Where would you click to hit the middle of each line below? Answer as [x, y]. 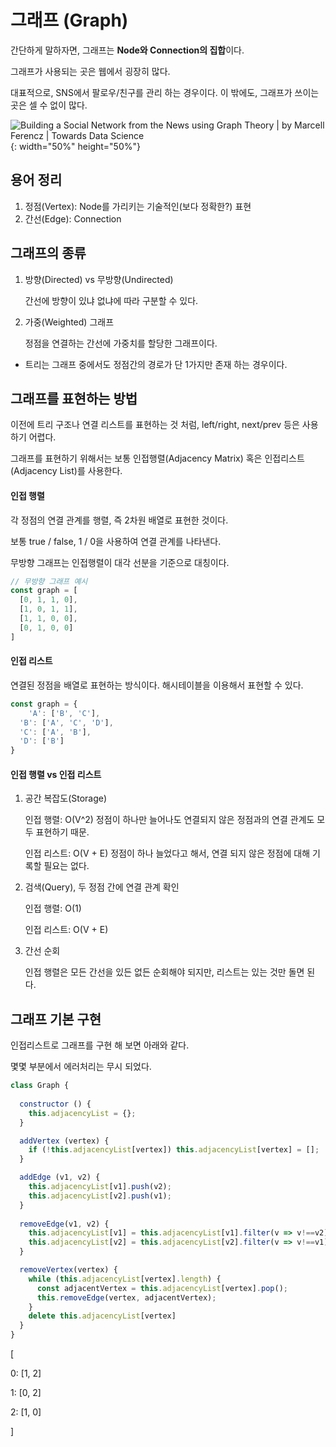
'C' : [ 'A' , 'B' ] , [55, 732]
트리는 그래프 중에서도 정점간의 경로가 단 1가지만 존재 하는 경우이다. [156, 364]
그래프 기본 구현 [56, 1019]
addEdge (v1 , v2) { [60, 1177]
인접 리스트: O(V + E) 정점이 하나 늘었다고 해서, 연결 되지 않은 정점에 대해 [167, 853]
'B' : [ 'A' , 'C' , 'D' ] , [66, 722]
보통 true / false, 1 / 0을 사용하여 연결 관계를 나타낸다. [116, 541]
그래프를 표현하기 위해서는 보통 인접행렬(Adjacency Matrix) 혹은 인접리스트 [157, 458]
